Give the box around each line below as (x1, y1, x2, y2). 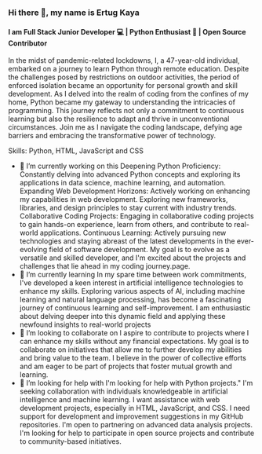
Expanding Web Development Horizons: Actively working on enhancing (19, 186, 250, 196)
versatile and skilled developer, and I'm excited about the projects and (19, 253, 246, 262)
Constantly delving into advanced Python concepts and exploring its (19, 170, 241, 179)
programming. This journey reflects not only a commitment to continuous (8, 106, 245, 115)
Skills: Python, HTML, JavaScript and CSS (8, 146, 144, 156)
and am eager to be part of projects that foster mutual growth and (19, 361, 233, 372)
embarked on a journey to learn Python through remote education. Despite (8, 64, 249, 74)
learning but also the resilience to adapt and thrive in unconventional (8, 114, 230, 124)
